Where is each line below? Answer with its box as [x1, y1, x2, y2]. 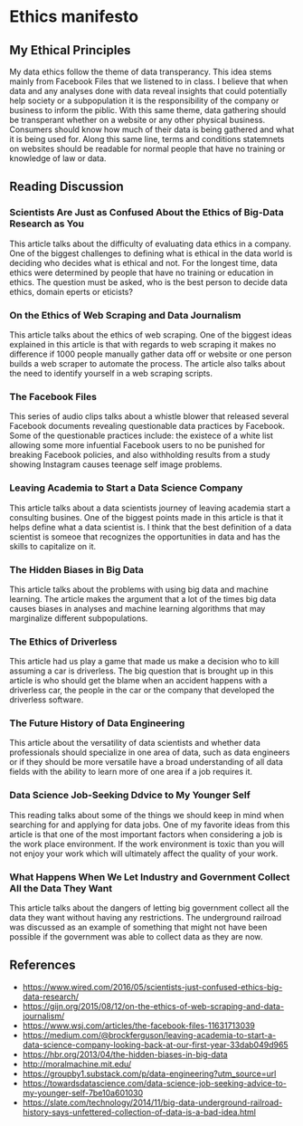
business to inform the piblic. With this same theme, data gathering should [9, 105, 287, 115]
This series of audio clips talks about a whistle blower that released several [9, 411, 289, 422]
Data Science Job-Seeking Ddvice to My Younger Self [9, 789, 251, 802]
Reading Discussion [9, 179, 124, 195]
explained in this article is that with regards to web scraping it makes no [9, 339, 277, 349]
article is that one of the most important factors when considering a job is [9, 828, 283, 839]
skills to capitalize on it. [9, 540, 97, 551]
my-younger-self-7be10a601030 [22, 1087, 143, 1098]
